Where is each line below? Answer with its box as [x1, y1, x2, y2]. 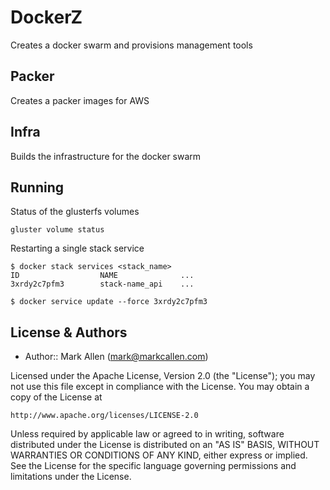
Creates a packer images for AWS [10, 94, 150, 106]
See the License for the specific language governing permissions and [10, 460, 297, 472]
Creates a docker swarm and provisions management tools [10, 39, 253, 51]
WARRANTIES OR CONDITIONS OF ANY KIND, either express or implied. [10, 449, 308, 461]
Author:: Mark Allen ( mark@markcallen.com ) [24, 351, 209, 363]
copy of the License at [10, 391, 103, 403]
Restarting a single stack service [10, 242, 145, 255]
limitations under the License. [10, 471, 132, 483]
